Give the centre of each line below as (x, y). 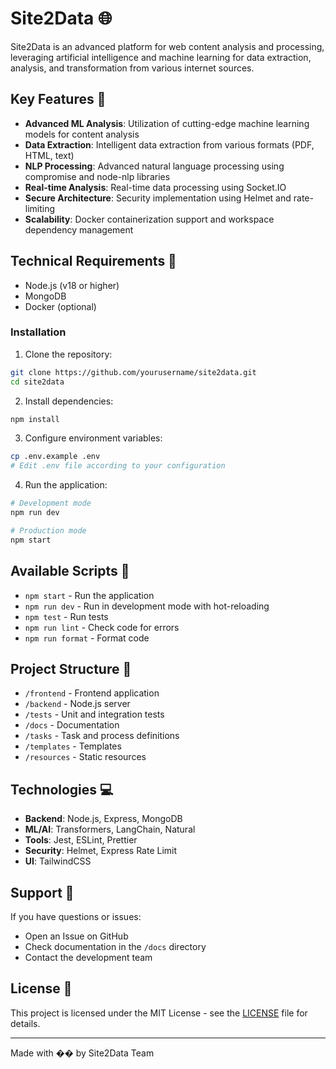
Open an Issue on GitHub (76, 936)
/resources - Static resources (85, 757)
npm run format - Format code (87, 638)
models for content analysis (82, 134)
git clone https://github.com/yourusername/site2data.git (133, 372)
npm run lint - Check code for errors (102, 627)
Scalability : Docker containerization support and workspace (149, 219)
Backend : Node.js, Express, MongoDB (103, 819)
